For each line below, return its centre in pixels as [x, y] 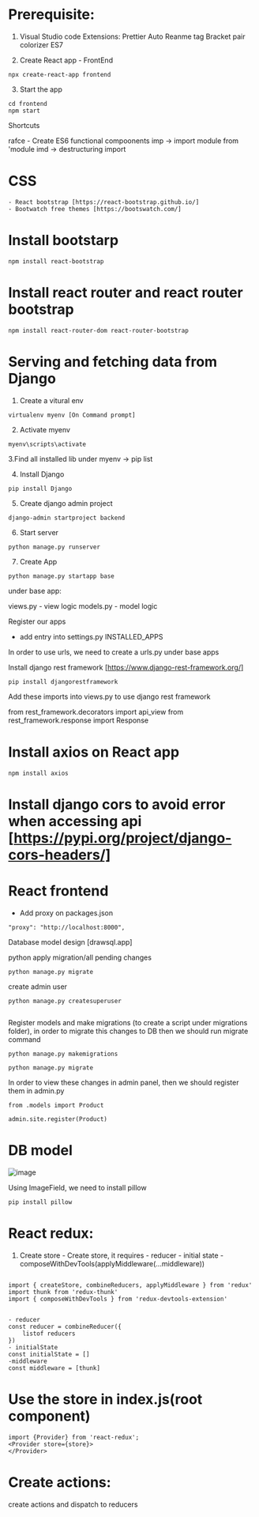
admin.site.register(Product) [58, 1119]
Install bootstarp [64, 241]
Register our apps [37, 621]
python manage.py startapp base [61, 576]
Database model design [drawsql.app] [70, 942]
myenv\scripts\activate [47, 444]
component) [49, 1416]
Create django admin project [66, 503]
